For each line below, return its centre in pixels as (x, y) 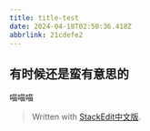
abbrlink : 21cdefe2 (46, 35)
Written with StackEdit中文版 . (86, 117)
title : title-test (44, 18)
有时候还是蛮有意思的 (69, 74)
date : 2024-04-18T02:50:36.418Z (70, 26)
